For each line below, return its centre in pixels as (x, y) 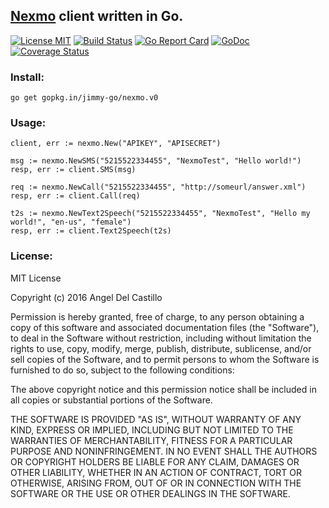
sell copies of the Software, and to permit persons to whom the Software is (165, 359)
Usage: (28, 123)
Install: (27, 77)
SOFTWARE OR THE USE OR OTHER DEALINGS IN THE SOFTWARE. (150, 493)
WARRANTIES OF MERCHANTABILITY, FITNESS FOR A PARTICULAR (151, 440)
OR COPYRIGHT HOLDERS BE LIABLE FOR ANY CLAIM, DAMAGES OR (155, 461)
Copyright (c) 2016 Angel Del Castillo (86, 297)
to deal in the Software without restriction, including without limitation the (161, 338)
